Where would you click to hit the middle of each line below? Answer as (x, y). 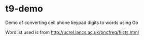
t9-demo (24, 9)
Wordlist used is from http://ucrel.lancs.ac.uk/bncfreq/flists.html (72, 32)
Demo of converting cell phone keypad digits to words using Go (72, 22)
